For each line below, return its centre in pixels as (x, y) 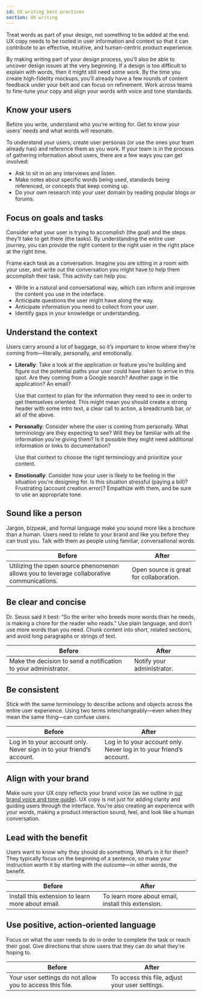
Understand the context (52, 332)
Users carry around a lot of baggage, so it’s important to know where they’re (101, 346)
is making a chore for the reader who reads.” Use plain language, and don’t (99, 623)
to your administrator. (40, 668)
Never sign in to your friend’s (50, 750)
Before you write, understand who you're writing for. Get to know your (93, 125)
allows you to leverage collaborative (60, 573)
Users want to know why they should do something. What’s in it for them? (97, 852)
